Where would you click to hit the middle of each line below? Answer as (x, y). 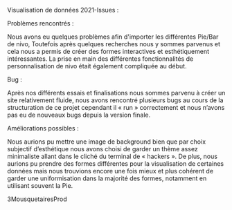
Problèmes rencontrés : (41, 23)
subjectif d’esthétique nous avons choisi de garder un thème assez (103, 149)
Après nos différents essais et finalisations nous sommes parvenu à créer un (116, 93)
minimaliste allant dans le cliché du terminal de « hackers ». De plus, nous (113, 156)
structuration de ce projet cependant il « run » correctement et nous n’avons (116, 107)
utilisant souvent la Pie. (40, 185)
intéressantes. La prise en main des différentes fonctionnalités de (100, 59)
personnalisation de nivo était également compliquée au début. (97, 66)
